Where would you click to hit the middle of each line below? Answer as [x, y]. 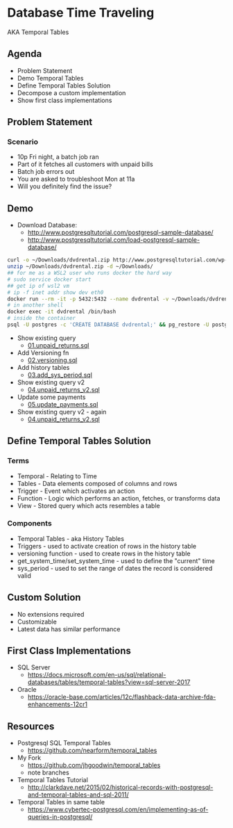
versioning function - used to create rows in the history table [104, 553]
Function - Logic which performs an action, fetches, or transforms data [119, 498]
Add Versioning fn [43, 352]
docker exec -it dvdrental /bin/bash [62, 312]
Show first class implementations [64, 100]
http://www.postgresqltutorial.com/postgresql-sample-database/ [120, 233]
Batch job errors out [46, 172]
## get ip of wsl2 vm [38, 286]
